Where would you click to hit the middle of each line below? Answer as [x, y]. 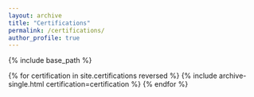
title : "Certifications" [49, 23]
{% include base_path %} [50, 60]
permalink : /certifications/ [57, 30]
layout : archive [35, 16]
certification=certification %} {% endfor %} [117, 84]
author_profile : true [44, 38]
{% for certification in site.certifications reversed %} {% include [113, 76]
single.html [26, 84]
